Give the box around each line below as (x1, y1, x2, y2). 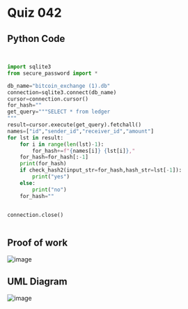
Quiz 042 (7, 5, 62, 21)
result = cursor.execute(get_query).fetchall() (7, 121, 141, 128)
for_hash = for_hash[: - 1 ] (19, 153, 89, 161)
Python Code (7, 33, 65, 45)
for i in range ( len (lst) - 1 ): (19, 141, 104, 148)
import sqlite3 (7, 63, 52, 70)
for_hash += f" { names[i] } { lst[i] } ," (32, 147, 136, 154)
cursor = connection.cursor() (7, 96, 89, 103)
